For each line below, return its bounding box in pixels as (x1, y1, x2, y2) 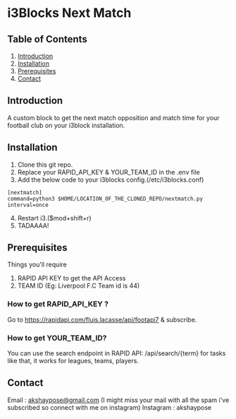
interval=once (7, 201, 49, 208)
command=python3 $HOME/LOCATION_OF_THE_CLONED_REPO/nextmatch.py (7, 195, 203, 202)
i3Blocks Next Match (7, 5, 132, 21)
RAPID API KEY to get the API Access (17, 274, 126, 283)
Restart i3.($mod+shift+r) (17, 213, 92, 222)
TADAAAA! (17, 221, 49, 230)
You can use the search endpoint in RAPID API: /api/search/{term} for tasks (7, 349, 226, 358)
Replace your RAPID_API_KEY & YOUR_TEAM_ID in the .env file (17, 167, 200, 176)
